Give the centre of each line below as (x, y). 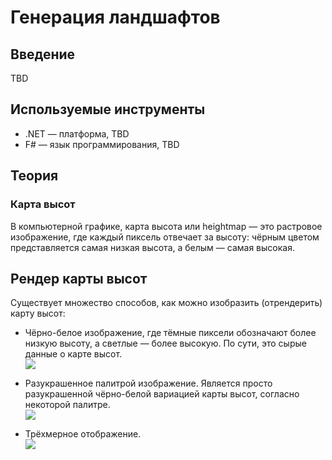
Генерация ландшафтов (115, 17)
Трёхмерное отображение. (83, 434)
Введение (43, 54)
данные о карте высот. (73, 354)
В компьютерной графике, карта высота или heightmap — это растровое (166, 226)
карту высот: (38, 313)
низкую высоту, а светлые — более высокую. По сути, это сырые (165, 343)
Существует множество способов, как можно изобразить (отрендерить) (166, 303)
